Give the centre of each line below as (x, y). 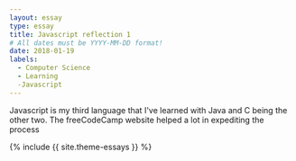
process (24, 129)
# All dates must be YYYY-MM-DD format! (87, 43)
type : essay (32, 26)
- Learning (38, 76)
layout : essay (36, 18)
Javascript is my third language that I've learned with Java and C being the (148, 110)
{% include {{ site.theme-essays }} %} (81, 147)
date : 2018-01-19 (42, 51)
